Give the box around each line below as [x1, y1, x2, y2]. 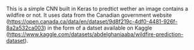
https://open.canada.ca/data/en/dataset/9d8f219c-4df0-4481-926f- [8, 18, 178, 25]
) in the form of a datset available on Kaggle [44, 24, 153, 31]
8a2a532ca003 [6, 24, 44, 31]
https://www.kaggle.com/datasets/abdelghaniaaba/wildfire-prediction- [8, 31, 184, 38]
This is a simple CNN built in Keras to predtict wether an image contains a [6, 5, 189, 12]
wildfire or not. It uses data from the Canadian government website [6, 11, 172, 19]
